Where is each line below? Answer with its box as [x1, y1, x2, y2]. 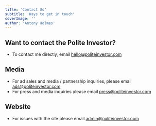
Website [5, 103, 31, 111]
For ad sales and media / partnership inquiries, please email [12, 78, 132, 84]
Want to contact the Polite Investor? [5, 38, 116, 47]
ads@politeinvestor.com [12, 83, 61, 89]
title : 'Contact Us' [5, 7, 47, 12]
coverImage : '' [5, 16, 36, 21]
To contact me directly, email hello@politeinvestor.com [12, 51, 122, 57]
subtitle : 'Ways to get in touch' [5, 12, 75, 16]
